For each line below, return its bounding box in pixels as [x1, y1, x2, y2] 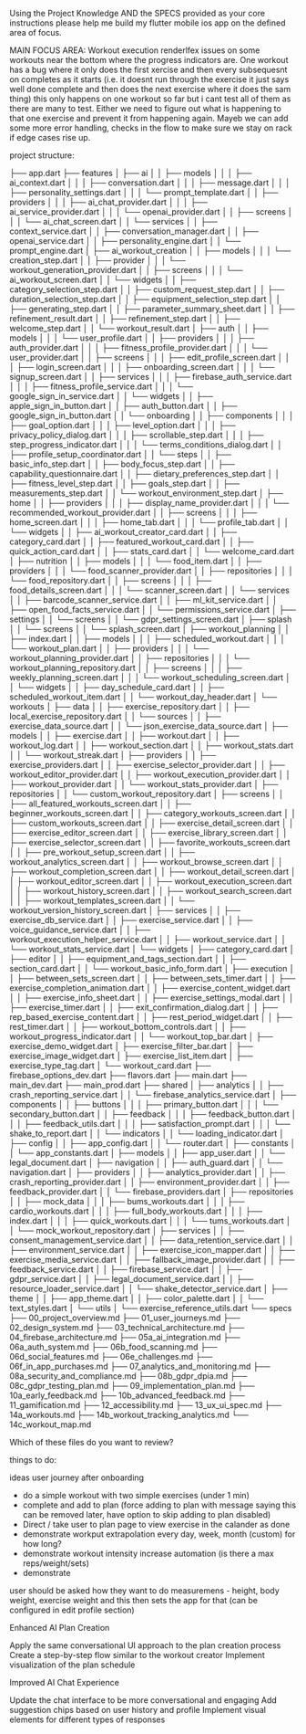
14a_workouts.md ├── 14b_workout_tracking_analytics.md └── [9, 1410, 249, 1420]
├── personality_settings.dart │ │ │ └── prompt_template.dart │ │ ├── [9, 187, 279, 197]
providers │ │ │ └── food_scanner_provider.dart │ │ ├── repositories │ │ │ [9, 565, 294, 576]
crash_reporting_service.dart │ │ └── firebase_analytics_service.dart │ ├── [9, 1089, 297, 1099]
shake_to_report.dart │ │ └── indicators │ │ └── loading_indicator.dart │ [9, 1128, 285, 1139]
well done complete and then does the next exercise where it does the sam [9, 84, 291, 94]
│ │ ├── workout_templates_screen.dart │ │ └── [9, 895, 195, 906]
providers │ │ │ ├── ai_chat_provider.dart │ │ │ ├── [9, 196, 208, 207]
